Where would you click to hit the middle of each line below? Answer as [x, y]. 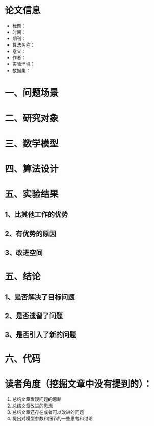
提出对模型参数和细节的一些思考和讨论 [52, 418]
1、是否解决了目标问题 [40, 297]
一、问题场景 [32, 93]
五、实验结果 [32, 194]
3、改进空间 [24, 253]
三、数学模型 [32, 143]
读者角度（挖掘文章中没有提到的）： [79, 384]
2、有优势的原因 [31, 233]
